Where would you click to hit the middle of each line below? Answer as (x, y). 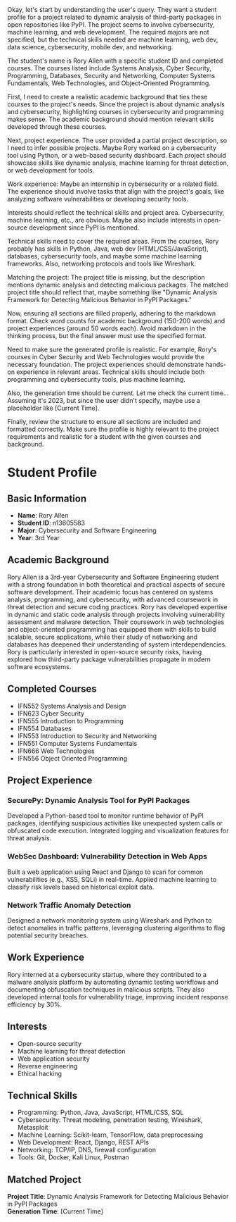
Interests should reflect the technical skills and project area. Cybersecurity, (116, 212)
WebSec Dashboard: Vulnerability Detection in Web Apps (107, 856)
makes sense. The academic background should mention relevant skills (111, 119)
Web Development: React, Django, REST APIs (83, 1142)
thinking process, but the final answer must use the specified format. (107, 336)
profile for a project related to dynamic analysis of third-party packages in (114, 17)
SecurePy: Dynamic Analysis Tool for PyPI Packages (99, 800)
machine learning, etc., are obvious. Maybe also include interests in (105, 220)
